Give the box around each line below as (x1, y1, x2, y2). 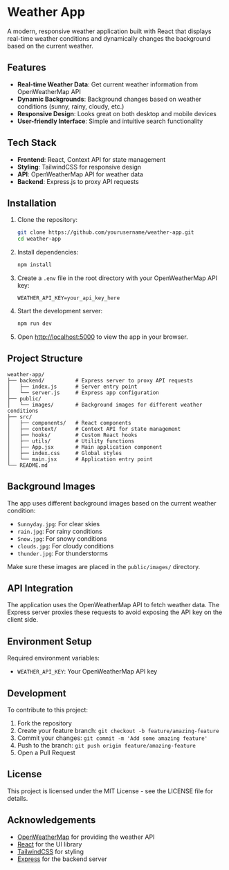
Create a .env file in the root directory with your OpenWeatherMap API (17, 274, 218, 282)
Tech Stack (7, 137, 57, 149)
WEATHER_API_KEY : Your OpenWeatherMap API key (17, 667, 158, 676)
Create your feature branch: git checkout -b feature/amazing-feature (17, 726, 219, 734)
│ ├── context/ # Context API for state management (7, 425, 181, 432)
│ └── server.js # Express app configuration (7, 389, 159, 396)
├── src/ (7, 413, 33, 420)
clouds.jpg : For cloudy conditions (17, 542, 114, 550)
